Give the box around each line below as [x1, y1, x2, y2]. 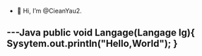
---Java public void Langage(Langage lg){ [6, 27, 196, 38]
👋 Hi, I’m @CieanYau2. [16, 7, 82, 15]
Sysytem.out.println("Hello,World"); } [6, 38, 178, 50]
